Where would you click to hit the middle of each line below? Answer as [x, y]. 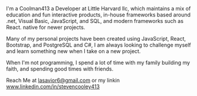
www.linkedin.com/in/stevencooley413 [53, 87]
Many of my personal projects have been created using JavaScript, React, [96, 39]
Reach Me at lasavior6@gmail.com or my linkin [63, 80]
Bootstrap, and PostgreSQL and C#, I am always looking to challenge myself [99, 45]
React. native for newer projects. [46, 27]
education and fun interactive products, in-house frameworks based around [98, 15]
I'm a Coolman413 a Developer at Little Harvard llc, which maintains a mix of [98, 9]
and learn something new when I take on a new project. [73, 51]
